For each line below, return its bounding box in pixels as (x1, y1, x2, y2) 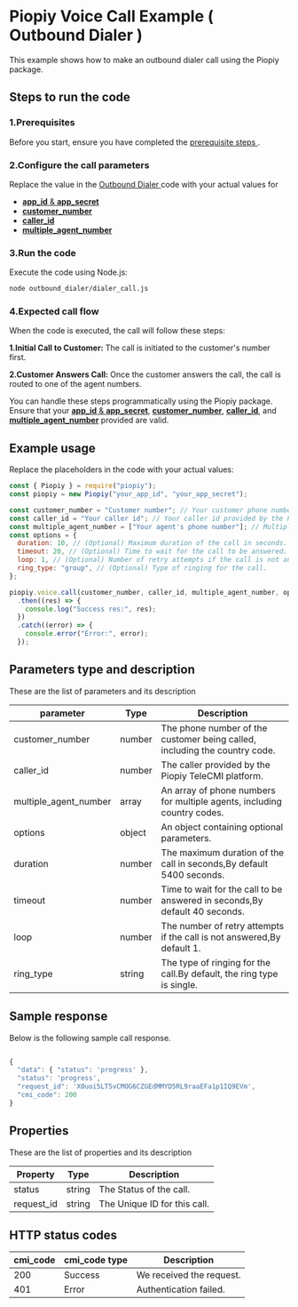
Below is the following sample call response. (9, 1032, 171, 1043)
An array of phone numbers (161, 784, 277, 797)
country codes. (161, 806, 224, 819)
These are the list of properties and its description (9, 1147, 192, 1158)
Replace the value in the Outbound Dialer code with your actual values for (9, 179, 278, 189)
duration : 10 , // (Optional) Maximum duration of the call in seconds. (17, 539, 288, 548)
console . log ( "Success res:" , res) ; (25, 605, 157, 613)
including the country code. (161, 744, 276, 757)
